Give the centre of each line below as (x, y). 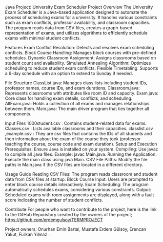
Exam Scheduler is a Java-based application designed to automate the (76, 12)
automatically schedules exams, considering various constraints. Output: (78, 190)
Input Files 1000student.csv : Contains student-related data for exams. (76, 123)
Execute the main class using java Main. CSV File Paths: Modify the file (76, 159)
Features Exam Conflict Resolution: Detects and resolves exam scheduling (80, 47)
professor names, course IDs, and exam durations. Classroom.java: (72, 88)
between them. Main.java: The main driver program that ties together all (77, 109)
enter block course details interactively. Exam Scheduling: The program (77, 184)
